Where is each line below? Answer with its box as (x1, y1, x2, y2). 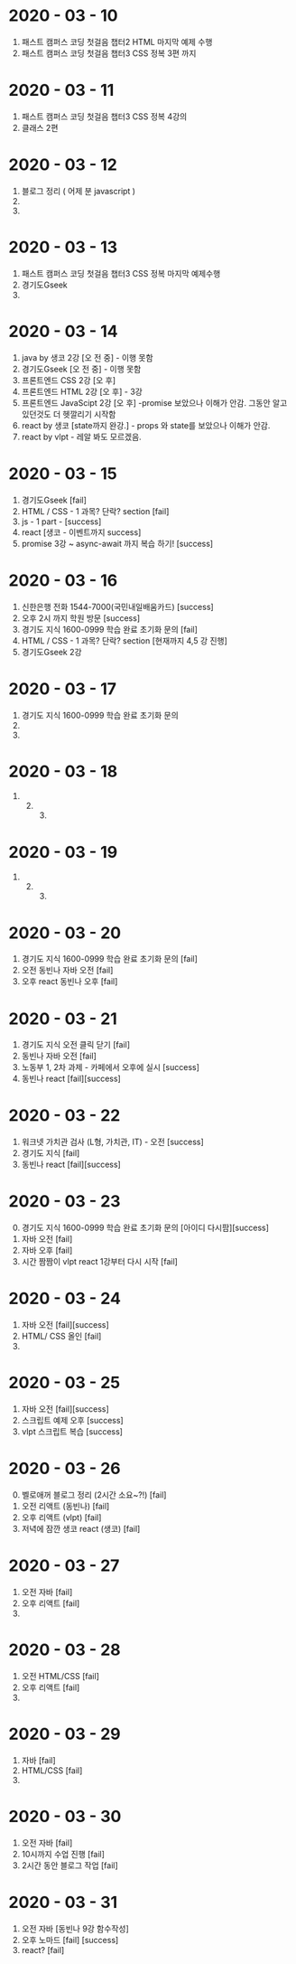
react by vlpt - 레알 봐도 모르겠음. (21, 431, 142, 442)
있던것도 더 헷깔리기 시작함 (21, 409, 116, 419)
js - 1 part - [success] (21, 516, 102, 527)
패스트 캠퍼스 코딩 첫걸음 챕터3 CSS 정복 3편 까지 (21, 47, 197, 59)
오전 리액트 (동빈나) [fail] (21, 1500, 110, 1511)
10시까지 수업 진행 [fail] (21, 1848, 106, 1859)
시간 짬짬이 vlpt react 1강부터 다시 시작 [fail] (21, 1256, 178, 1267)
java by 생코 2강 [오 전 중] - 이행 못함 (21, 352, 154, 362)
